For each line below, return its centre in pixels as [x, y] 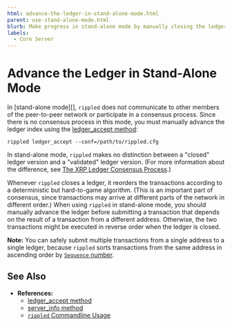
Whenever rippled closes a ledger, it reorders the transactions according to [115, 183]
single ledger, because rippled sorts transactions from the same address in [115, 248]
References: [35, 293]
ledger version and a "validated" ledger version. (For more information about [116, 162]
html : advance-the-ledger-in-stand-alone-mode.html [83, 13]
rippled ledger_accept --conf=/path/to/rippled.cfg [83, 142]
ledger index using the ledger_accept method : [72, 129]
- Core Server [33, 39]
